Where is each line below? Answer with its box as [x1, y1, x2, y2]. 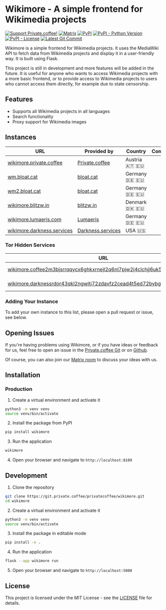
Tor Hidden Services [5, 242, 55, 249]
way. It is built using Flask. [5, 55, 59, 61]
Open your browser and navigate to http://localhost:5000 [12, 568, 132, 573]
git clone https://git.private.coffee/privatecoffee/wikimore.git [5, 494, 145, 499]
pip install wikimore [5, 429, 50, 435]
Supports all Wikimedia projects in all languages [12, 108, 110, 114]
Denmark [125, 198, 147, 205]
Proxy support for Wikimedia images [12, 118, 86, 124]
